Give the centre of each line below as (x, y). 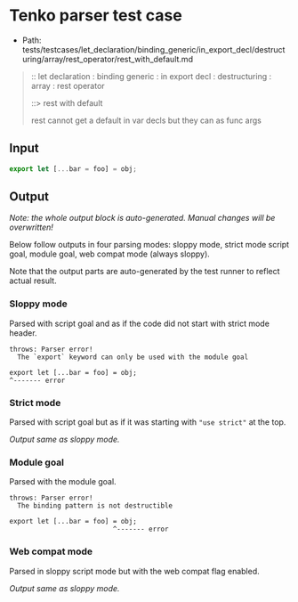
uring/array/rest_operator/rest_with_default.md (108, 59)
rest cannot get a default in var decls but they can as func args (146, 120)
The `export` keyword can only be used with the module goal (133, 357)
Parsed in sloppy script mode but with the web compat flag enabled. (134, 571)
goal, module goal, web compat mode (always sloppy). (110, 254)
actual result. (33, 281)
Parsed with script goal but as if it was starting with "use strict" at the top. (148, 422)
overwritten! (31, 227)
